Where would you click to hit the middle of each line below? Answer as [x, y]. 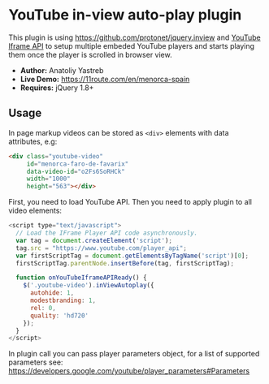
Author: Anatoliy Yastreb [62, 70]
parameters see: [36, 362]
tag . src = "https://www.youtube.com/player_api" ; [101, 248]
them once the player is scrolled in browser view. [90, 54]
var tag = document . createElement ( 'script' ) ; [94, 240]
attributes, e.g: [33, 141]
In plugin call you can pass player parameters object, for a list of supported [134, 354]
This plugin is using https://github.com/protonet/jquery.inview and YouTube [135, 37]
